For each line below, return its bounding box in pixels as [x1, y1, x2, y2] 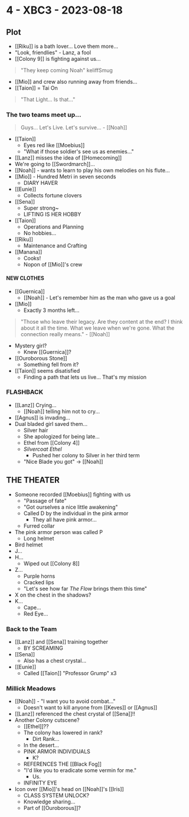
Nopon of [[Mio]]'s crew [23, 261, 83, 268]
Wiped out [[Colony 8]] [23, 559, 80, 567]
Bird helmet [14, 541, 43, 548]
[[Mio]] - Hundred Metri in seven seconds [14, 173, 116, 180]
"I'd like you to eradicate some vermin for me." [23, 767, 137, 774]
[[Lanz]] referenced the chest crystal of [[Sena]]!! [14, 710, 136, 718]
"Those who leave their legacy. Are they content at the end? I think [20, 318, 183, 325]
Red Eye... [23, 610, 48, 617]
